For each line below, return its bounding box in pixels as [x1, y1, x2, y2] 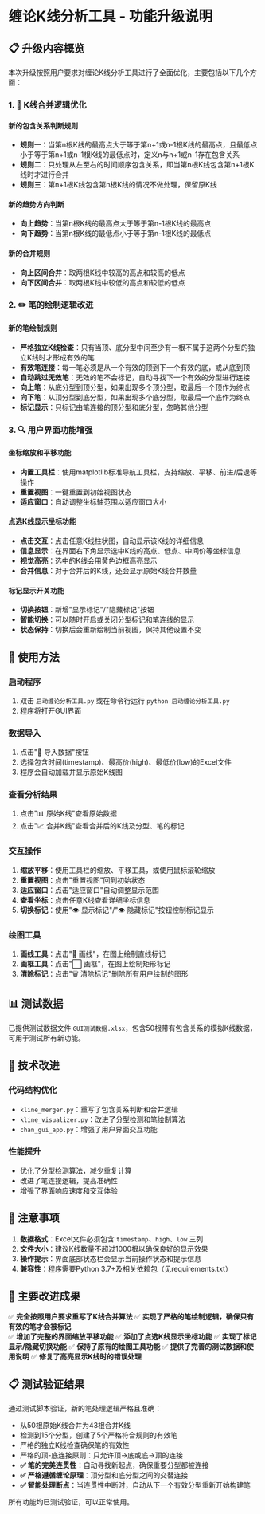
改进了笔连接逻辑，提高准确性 [19, 1175, 118, 1185]
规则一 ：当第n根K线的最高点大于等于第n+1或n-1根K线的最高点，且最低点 [19, 140, 258, 150]
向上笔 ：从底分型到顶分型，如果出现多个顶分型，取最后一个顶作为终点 [19, 382, 251, 391]
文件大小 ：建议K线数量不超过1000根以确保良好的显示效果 [19, 1244, 208, 1253]
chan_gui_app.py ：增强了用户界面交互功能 [19, 1124, 158, 1134]
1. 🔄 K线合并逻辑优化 [8, 99, 87, 110]
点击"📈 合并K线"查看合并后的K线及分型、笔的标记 [19, 821, 185, 831]
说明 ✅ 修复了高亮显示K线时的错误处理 [14, 1352, 142, 1362]
